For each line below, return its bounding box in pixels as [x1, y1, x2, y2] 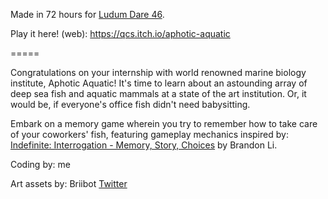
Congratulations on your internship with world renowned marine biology [10, 67, 307, 78]
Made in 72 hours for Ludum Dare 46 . [10, 9, 165, 20]
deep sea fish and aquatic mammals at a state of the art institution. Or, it [10, 88, 307, 99]
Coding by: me [10, 159, 71, 170]
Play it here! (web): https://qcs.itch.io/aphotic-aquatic [10, 28, 231, 39]
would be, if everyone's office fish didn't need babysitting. [10, 99, 251, 110]
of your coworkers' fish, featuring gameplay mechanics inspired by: [10, 129, 289, 140]
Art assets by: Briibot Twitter [10, 178, 128, 189]
